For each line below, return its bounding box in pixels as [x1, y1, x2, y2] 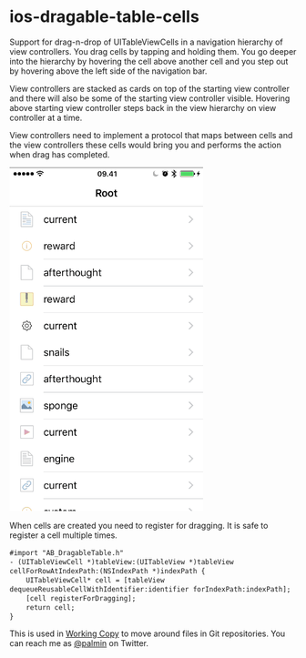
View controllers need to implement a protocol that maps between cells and [9, 129, 293, 140]
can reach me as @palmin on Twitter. [9, 637, 148, 648]
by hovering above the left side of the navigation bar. [9, 66, 208, 76]
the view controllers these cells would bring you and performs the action [9, 139, 282, 150]
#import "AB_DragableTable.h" [9, 548, 125, 557]
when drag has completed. [9, 148, 110, 160]
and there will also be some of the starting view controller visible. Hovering [9, 93, 291, 104]
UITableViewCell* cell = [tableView [25, 575, 166, 584]
